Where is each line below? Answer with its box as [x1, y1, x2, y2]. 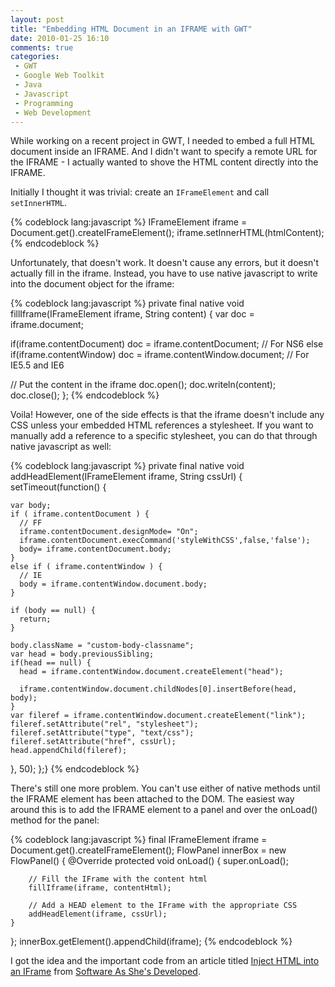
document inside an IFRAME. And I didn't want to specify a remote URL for [10, 146, 318, 158]
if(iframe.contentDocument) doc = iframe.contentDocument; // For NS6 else [10, 338, 324, 350]
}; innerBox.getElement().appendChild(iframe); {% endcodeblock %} [10, 936, 293, 948]
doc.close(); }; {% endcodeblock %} [10, 389, 160, 401]
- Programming [14, 98, 74, 108]
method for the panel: [10, 814, 100, 826]
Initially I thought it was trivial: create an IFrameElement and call [10, 186, 270, 198]
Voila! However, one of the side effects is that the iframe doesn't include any [10, 409, 325, 421]
